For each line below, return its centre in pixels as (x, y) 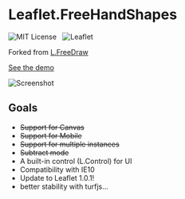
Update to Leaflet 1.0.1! (57, 178)
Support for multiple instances (69, 144)
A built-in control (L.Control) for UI (76, 161)
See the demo (31, 67)
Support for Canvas (52, 127)
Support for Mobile (51, 135)
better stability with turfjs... (64, 186)
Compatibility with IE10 (57, 170)
